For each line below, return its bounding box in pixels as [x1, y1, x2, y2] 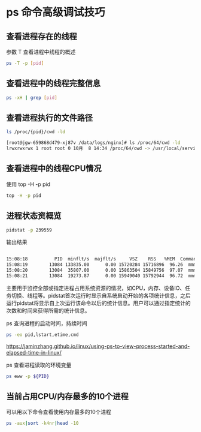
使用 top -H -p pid [6, 181, 51, 188]
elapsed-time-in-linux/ [6, 349, 62, 356]
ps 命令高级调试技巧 [6, 5, 105, 19]
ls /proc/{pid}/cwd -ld [6, 129, 66, 135]
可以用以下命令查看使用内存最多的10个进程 [6, 409, 112, 416]
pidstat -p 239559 [6, 227, 52, 233]
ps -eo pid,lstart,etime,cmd [6, 331, 79, 338]
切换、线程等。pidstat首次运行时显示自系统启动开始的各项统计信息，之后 [11, 292, 191, 299]
